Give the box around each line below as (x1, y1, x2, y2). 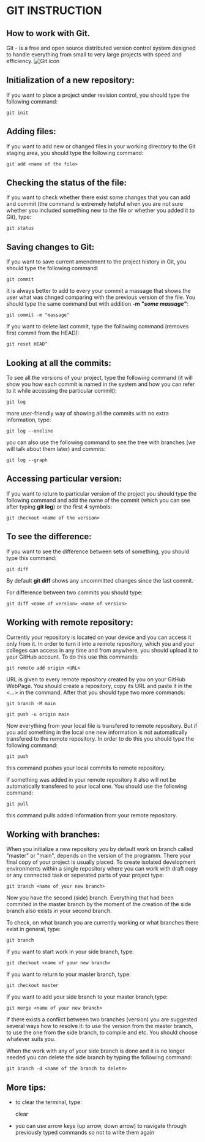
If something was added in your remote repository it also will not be (6, 776, 176, 783)
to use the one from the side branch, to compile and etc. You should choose (6, 1029, 198, 1036)
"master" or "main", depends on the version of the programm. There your (6, 852, 192, 860)
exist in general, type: (6, 926, 61, 933)
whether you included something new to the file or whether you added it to (6, 206, 195, 214)
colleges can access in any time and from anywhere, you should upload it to (6, 646, 198, 654)
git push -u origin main (6, 711, 70, 717)
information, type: (6, 416, 51, 423)
